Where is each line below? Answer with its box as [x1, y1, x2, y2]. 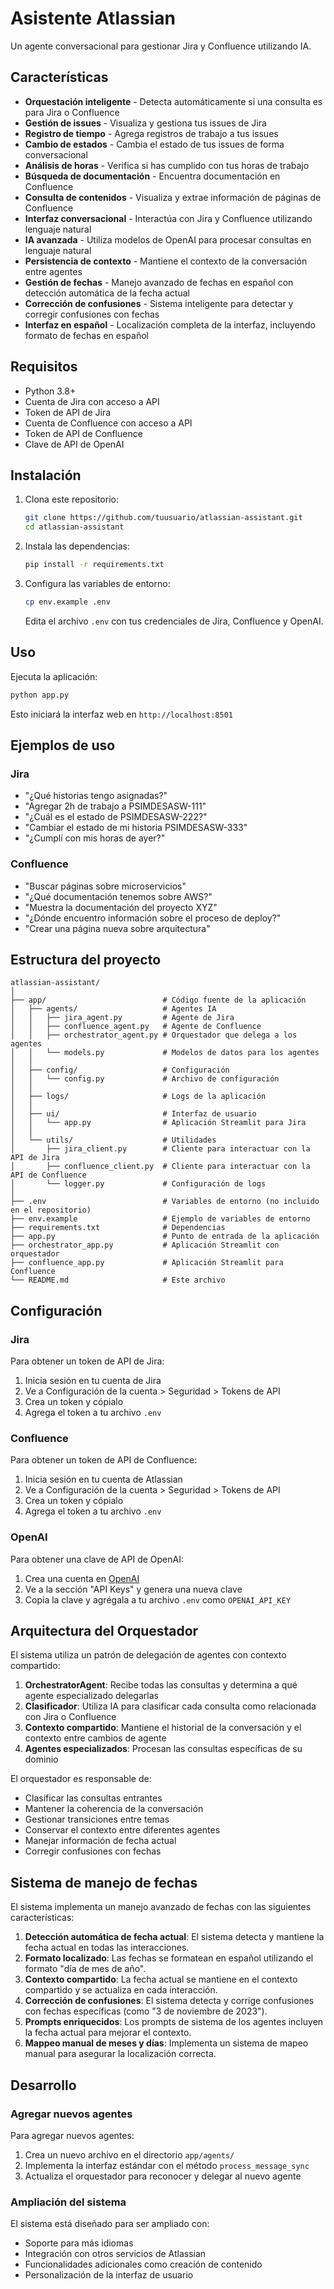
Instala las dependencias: [24, 540, 130, 552]
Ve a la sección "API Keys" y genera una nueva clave [24, 1583, 243, 1595]
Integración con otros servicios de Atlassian [24, 2248, 207, 2260]
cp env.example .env [24, 597, 111, 607]
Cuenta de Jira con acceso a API [24, 395, 160, 407]
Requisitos [10, 358, 78, 376]
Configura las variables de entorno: [24, 578, 171, 589]
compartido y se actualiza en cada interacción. [24, 1984, 218, 1996]
